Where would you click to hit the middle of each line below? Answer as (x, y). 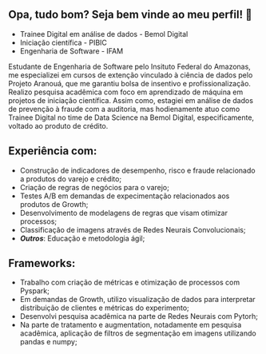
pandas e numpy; (48, 342)
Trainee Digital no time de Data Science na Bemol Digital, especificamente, (131, 117)
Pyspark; (34, 291)
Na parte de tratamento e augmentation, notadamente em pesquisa (131, 325)
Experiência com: (53, 151)
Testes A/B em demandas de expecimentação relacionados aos (125, 196)
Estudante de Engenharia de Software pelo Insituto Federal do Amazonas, (130, 66)
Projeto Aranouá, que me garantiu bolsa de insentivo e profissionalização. (130, 83)
